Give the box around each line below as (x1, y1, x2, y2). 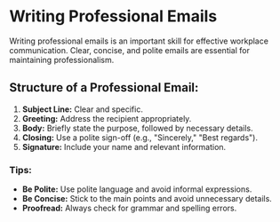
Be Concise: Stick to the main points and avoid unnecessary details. (21, 194, 273, 204)
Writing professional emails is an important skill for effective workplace (9, 36, 269, 46)
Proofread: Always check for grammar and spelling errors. (21, 202, 237, 214)
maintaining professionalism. (9, 54, 115, 65)
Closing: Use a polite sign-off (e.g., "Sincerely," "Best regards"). (21, 131, 258, 143)
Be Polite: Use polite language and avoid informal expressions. (21, 184, 252, 194)
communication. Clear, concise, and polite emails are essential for (9, 44, 251, 55)
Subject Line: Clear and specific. (21, 104, 144, 115)
